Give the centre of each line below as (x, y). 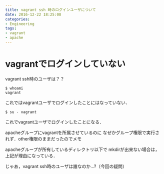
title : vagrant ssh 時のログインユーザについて (51, 10)
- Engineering (20, 24)
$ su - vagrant (21, 112)
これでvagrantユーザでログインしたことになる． (54, 122)
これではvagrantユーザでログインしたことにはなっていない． (67, 102)
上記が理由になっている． (31, 155)
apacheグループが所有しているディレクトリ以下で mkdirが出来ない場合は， (82, 149)
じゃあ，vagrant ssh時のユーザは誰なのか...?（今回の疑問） (66, 166)
